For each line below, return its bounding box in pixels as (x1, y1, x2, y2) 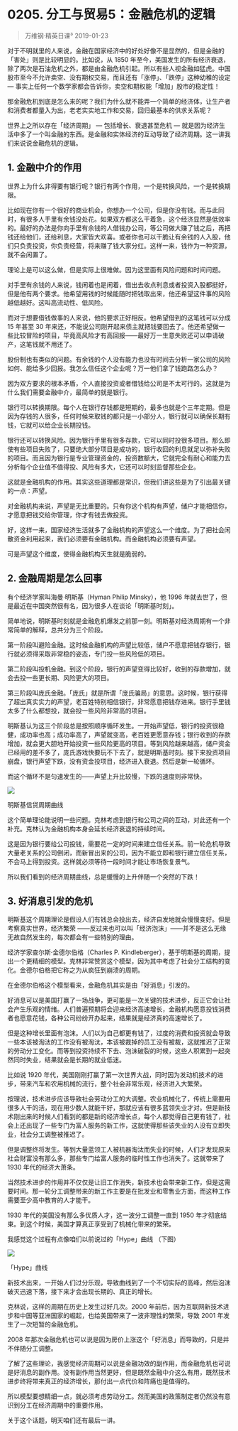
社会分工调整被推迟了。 (19, 1130, 89, 1139)
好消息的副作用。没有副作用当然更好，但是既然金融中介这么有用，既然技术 (13, 1368, 231, 1377)
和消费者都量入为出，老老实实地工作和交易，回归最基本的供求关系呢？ (7, 106, 212, 114)
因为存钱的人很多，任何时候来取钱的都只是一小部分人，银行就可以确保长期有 (7, 411, 231, 420)
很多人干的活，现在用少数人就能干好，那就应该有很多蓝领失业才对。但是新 (7, 1103, 225, 1112)
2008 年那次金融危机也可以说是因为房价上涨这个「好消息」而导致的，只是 (7, 1335, 223, 1344)
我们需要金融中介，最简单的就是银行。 (19, 388, 132, 396)
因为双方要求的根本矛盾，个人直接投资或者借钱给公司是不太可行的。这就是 (7, 379, 225, 387)
